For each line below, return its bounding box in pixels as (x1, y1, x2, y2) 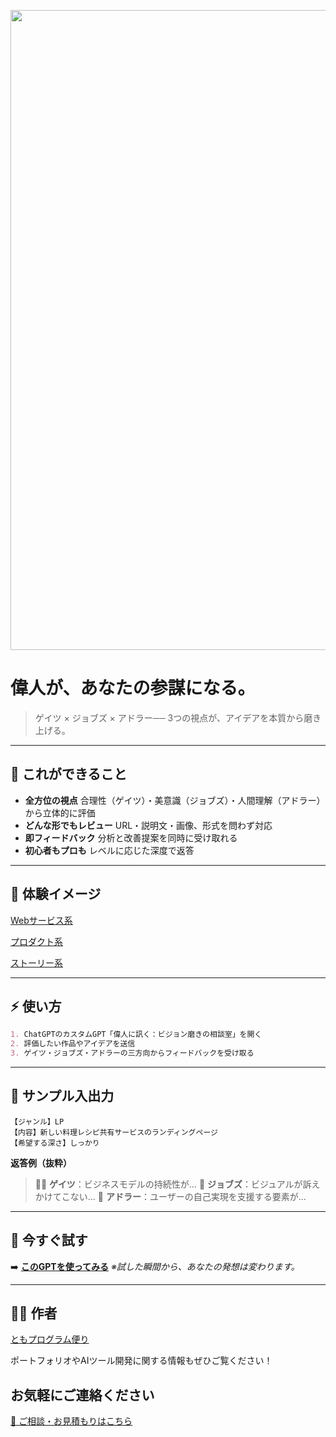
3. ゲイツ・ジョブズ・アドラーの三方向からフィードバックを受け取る (10, 1048, 255, 1059)
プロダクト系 (10, 935, 63, 947)
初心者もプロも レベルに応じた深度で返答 (24, 844, 195, 856)
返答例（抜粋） (10, 1156, 72, 1169)
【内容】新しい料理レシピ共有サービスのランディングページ (10, 1127, 218, 1137)
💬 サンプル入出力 (10, 1088, 115, 1105)
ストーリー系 (10, 956, 63, 969)
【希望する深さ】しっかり (10, 1138, 100, 1148)
